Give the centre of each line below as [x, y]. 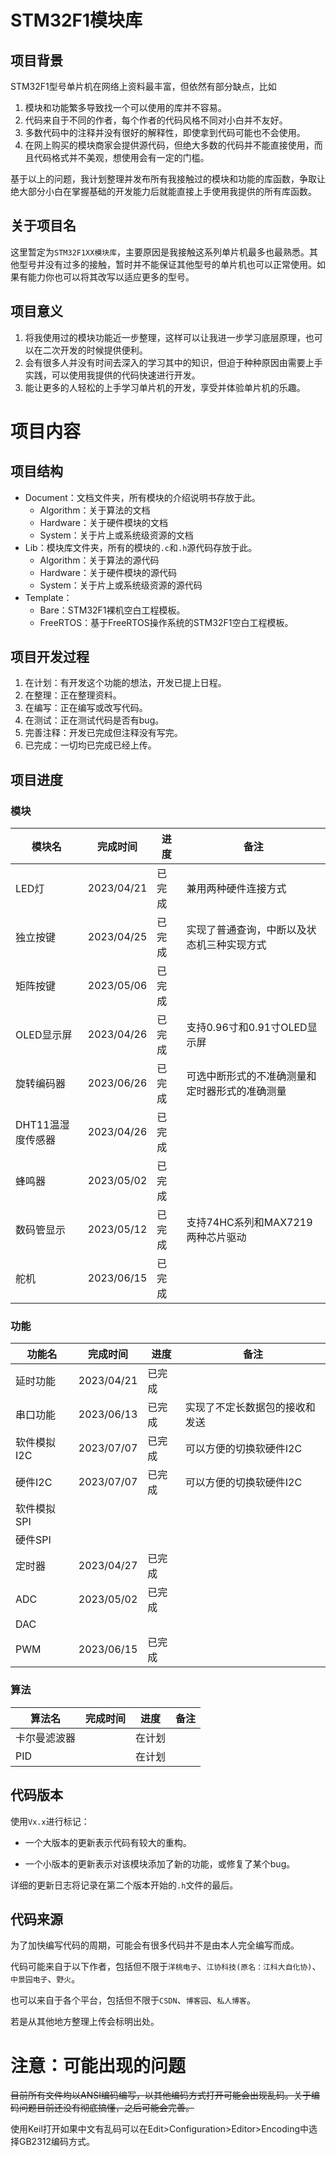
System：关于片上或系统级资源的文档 [116, 535]
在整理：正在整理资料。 [73, 695]
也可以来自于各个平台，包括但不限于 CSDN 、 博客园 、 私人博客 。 [133, 2000]
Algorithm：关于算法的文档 [95, 510]
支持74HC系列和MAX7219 [249, 1223]
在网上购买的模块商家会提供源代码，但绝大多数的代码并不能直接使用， [169, 145]
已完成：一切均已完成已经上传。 [90, 745]
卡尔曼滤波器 [46, 1738]
